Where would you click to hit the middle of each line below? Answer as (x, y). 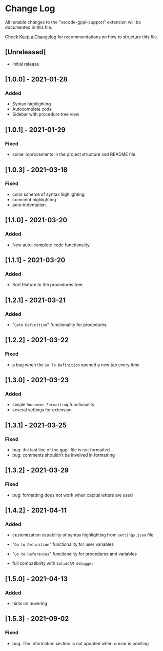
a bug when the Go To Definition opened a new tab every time (76, 365)
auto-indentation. (30, 205)
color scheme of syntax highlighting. (49, 194)
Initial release (25, 64)
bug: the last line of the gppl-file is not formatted (61, 450)
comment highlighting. (35, 199)
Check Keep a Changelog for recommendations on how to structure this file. (82, 37)
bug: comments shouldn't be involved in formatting (63, 455)
